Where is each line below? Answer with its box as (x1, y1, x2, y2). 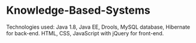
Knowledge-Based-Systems (6, 4, 151, 17)
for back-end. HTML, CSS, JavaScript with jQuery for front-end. (6, 29, 164, 36)
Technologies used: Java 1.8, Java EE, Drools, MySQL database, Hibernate (6, 23, 191, 30)
